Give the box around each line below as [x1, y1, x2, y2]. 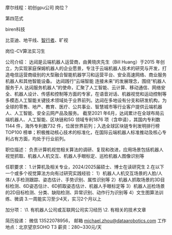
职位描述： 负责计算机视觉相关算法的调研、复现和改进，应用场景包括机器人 [5, 146, 164, 153]
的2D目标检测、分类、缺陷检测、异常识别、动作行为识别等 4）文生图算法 [5, 189, 159, 196]
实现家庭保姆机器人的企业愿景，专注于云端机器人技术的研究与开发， [18, 66, 162, 71]
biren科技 [5, 26, 26, 32]
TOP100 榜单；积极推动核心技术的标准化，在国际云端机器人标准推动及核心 [5, 130, 162, 135]
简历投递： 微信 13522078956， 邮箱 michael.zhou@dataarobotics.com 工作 [5, 218, 166, 224]
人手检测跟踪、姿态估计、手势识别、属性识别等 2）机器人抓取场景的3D [11, 177, 161, 183]
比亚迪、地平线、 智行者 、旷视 [5, 37, 68, 43]
